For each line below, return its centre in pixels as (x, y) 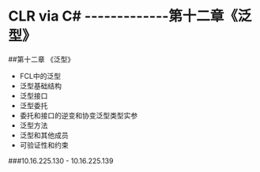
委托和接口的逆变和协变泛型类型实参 (79, 115)
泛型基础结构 (40, 86)
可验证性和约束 (44, 145)
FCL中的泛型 (40, 76)
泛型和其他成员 (44, 135)
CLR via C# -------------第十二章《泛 (130, 16)
